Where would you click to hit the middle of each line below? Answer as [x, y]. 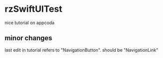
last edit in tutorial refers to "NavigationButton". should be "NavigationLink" [81, 50]
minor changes [29, 38]
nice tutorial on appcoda [30, 23]
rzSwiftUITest [34, 9]
